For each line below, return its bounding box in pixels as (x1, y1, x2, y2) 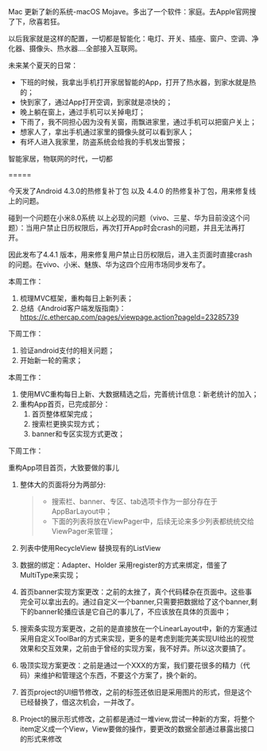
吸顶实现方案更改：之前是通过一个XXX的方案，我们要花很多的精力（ (19, 660, 244, 670)
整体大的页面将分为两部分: (19, 480, 106, 489)
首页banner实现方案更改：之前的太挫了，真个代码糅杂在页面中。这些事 (19, 587, 253, 596)
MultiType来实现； (19, 571, 81, 579)
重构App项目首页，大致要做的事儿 (8, 463, 119, 472)
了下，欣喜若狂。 (8, 17, 64, 26)
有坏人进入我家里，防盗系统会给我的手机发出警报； (19, 137, 188, 146)
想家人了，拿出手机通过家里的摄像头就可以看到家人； (19, 127, 195, 137)
